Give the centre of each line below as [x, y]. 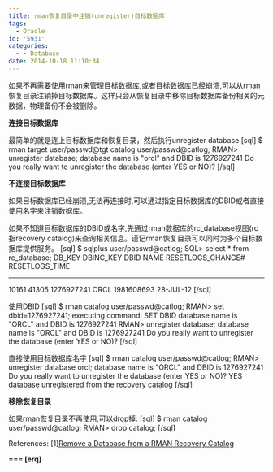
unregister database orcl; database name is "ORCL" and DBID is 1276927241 [136, 367]
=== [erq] [25, 459]
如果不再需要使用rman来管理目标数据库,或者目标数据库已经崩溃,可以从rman [134, 85]
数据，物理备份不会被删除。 [55, 106]
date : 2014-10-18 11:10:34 [54, 62]
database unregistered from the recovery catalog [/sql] [101, 384]
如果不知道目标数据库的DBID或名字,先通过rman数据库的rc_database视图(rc [133, 227]
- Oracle [30, 31]
